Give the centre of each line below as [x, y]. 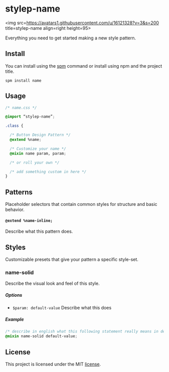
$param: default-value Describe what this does [62, 308]
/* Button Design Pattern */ [40, 135]
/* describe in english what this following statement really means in [82, 332]
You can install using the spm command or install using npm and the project [84, 66]
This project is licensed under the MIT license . [53, 364]
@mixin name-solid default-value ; [41, 336]
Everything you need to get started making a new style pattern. [71, 38]
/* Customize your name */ [38, 149]
